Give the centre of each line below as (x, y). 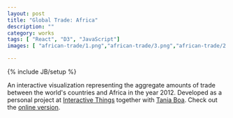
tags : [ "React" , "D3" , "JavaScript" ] (63, 40)
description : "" (31, 26)
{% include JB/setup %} (42, 71)
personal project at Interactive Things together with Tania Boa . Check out (112, 100)
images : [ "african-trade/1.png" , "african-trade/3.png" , (92, 46)
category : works (31, 33)
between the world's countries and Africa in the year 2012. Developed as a (114, 92)
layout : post (26, 14)
